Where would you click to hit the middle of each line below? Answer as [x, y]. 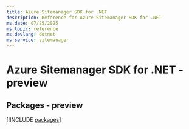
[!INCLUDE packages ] [34, 120]
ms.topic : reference [33, 29]
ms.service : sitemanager [38, 40]
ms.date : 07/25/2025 [33, 23]
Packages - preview [45, 105]
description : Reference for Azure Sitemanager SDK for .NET [84, 18]
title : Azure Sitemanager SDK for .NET [57, 12]
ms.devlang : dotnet [31, 35]
